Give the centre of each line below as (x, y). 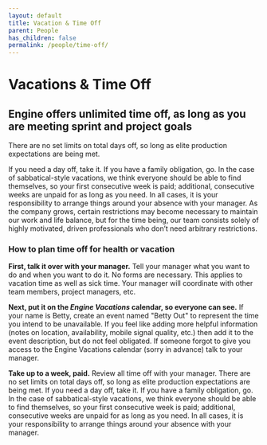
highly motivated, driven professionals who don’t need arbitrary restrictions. (133, 228)
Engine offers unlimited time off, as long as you (127, 113)
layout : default (35, 16)
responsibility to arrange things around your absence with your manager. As (133, 203)
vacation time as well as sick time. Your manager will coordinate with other (131, 283)
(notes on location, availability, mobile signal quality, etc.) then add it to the (131, 333)
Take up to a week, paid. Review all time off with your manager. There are (130, 373)
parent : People (33, 30)
